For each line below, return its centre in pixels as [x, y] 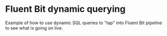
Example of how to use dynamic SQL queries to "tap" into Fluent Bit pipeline [84, 23]
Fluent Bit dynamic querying [65, 9]
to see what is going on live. [34, 28]
